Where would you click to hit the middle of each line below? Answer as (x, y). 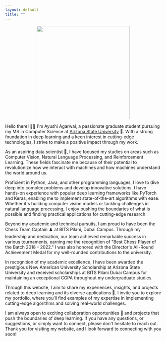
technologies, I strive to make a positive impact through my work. (72, 142)
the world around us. (27, 172)
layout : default (22, 10)
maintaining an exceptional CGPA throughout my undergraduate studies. (79, 278)
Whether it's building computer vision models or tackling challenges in (77, 203)
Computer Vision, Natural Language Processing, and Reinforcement (74, 157)
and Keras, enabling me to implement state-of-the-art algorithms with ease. (82, 198)
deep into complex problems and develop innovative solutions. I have (76, 187)
